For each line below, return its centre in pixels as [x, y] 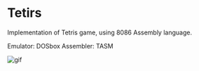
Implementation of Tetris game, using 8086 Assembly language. [100, 32]
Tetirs [25, 13]
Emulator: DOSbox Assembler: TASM [60, 46]
